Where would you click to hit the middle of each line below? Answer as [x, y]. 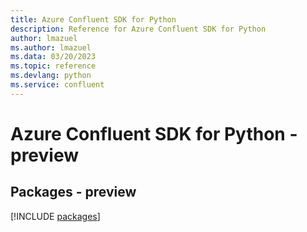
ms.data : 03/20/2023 [53, 57]
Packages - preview [73, 192]
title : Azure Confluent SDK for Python [93, 19]
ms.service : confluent [57, 85]
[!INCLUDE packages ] [55, 216]
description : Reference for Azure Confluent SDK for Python [138, 29]
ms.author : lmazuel [51, 47]
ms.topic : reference [53, 66]
